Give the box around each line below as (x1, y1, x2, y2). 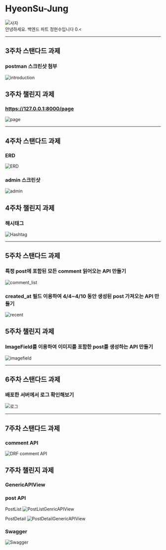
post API (5, 494, 26, 501)
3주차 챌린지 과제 (5, 90, 54, 99)
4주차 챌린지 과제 (5, 204, 55, 212)
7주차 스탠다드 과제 (5, 424, 60, 432)
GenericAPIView (5, 482, 45, 489)
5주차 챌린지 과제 (5, 327, 54, 336)
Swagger (5, 528, 28, 535)
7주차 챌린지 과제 (5, 466, 54, 475)
